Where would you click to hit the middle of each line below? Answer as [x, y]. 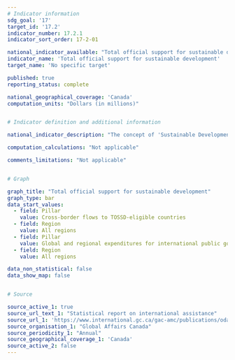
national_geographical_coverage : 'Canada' [70, 97]
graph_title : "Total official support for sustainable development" [109, 192]
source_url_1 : [28, 320]
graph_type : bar [31, 198]
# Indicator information [43, 14]
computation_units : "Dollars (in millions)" [73, 103]
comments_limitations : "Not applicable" [67, 160]
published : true [31, 78]
